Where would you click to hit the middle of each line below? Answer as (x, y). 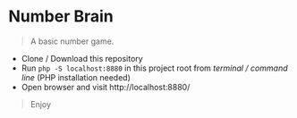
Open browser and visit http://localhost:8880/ (106, 87)
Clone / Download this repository (82, 58)
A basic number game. (72, 41)
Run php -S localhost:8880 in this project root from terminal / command (154, 68)
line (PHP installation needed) (76, 77)
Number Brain (61, 17)
